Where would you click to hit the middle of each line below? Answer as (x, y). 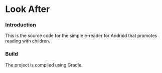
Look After (28, 9)
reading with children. (28, 41)
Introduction (21, 25)
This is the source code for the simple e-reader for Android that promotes (81, 35)
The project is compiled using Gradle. (44, 65)
